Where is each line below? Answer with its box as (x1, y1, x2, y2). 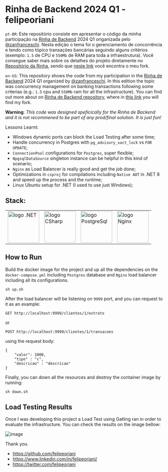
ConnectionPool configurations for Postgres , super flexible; (12, 150, 134, 156)
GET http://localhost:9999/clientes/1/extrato (5, 311, 105, 316)
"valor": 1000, (14, 352, 46, 357)
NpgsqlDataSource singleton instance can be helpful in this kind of (12, 155, 148, 161)
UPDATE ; (12, 144, 28, 150)
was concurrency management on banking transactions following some (5, 83, 153, 89)
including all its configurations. (5, 277, 69, 283)
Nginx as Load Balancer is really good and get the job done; (12, 166, 136, 172)
